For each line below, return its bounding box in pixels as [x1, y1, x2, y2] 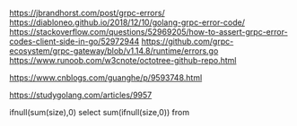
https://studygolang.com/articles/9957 [9, 89, 153, 100]
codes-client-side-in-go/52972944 [9, 36, 140, 46]
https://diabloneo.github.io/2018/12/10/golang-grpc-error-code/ [9, 17, 245, 28]
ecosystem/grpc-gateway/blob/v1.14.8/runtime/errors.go [9, 46, 219, 56]
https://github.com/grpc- [141, 36, 234, 46]
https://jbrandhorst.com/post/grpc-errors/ [9, 8, 165, 18]
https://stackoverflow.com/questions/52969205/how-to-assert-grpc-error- [9, 27, 289, 37]
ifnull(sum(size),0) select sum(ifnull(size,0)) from [9, 107, 190, 117]
